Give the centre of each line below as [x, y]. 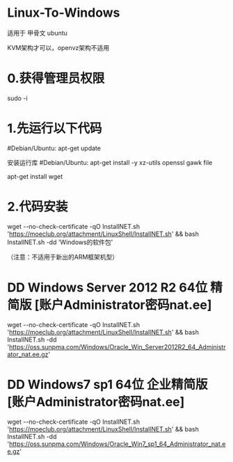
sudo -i [17, 98]
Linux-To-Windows [64, 13]
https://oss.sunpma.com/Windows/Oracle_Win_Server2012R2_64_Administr [118, 346]
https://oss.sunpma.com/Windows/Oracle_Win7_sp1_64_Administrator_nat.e [118, 444]
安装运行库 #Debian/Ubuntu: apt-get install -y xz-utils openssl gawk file [110, 162]
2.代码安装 [38, 207]
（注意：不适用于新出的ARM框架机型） [63, 257]
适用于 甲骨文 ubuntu [38, 33]
